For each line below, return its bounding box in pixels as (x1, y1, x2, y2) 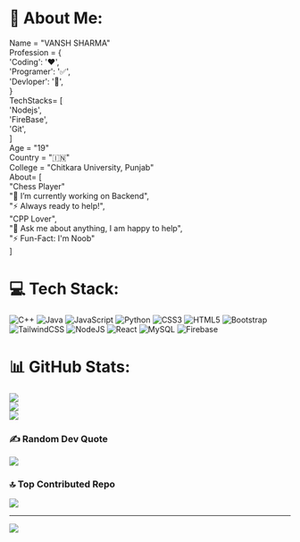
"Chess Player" (9, 180, 65, 191)
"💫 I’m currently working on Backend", (9, 190, 150, 201)
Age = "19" (9, 142, 49, 153)
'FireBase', (9, 113, 48, 124)
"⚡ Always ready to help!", (9, 200, 105, 211)
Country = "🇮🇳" (9, 152, 71, 163)
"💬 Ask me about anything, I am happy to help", (9, 222, 183, 233)
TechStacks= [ (9, 95, 63, 105)
